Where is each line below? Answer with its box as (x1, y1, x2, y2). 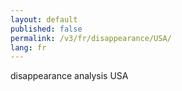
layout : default (10, 14, 78, 25)
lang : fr (10, 42, 47, 53)
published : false (10, 24, 83, 34)
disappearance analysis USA (10, 70, 129, 82)
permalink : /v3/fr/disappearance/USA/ (10, 33, 172, 43)
